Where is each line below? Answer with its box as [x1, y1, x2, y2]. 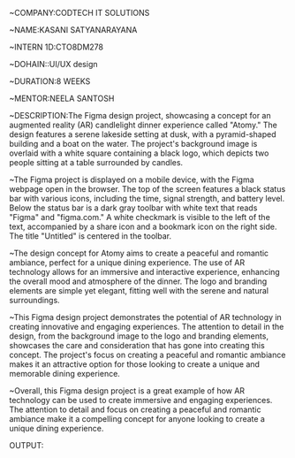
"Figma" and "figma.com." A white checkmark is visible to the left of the [9, 212, 271, 222]
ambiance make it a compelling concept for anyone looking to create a [9, 414, 265, 424]
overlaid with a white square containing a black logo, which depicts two [9, 148, 269, 158]
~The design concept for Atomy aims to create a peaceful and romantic [9, 248, 269, 258]
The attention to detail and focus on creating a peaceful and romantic [9, 404, 261, 415]
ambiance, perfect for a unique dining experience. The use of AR [9, 257, 246, 268]
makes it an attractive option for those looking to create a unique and [9, 359, 261, 370]
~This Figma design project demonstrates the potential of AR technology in [9, 312, 283, 322]
